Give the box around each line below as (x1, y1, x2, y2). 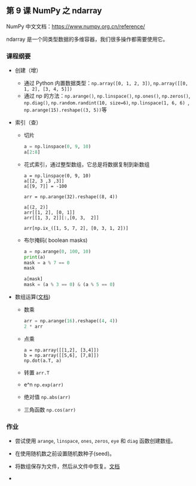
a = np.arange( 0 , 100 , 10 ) (23, 248, 91, 254)
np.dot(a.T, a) (23, 358, 62, 364)
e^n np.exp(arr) (23, 380, 64, 388)
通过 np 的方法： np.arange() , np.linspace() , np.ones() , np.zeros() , (23, 92, 191, 100)
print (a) (23, 254, 46, 260)
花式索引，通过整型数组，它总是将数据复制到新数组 (23, 161, 150, 168)
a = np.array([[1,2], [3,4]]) (23, 347, 100, 353)
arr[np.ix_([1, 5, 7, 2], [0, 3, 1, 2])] (23, 225, 128, 231)
